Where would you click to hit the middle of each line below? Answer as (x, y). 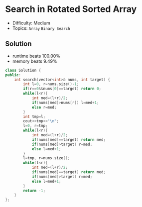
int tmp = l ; (34, 116)
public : (13, 75)
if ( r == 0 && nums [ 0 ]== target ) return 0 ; (62, 89)
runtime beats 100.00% (36, 56)
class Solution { (23, 70)
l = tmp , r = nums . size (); (47, 158)
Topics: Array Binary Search (41, 28)
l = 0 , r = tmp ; (36, 126)
